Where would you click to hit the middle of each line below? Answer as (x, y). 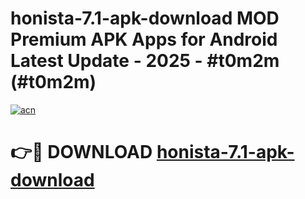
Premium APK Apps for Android (144, 39)
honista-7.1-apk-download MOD (145, 18)
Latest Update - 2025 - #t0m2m (145, 61)
